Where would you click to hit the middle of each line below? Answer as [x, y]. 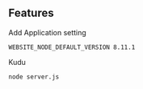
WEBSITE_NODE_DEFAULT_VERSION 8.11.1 [72, 47]
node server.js [34, 77]
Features [31, 13]
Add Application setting [47, 32]
